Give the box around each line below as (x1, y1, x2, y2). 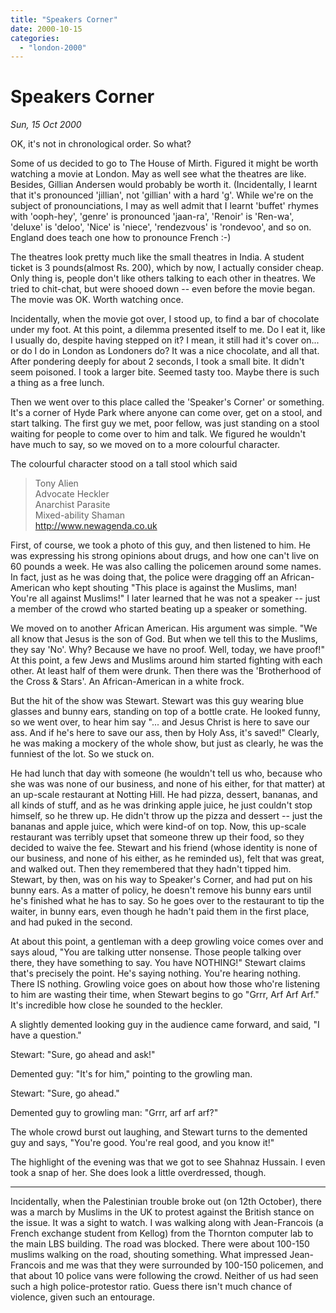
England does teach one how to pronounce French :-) (10, 232, 232, 244)
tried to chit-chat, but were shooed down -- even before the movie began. (10, 283, 316, 295)
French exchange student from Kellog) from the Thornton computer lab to (10, 1227, 314, 1240)
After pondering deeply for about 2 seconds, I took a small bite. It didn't (10, 356, 305, 368)
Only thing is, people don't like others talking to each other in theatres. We (10, 272, 316, 285)
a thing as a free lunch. (10, 377, 105, 389)
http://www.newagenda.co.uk (34, 520, 158, 532)
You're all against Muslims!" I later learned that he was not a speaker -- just (10, 592, 321, 605)
